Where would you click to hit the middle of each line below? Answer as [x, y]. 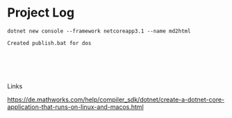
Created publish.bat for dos [49, 43]
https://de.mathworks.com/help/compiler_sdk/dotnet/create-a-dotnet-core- [116, 99]
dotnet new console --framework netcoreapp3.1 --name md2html [99, 31]
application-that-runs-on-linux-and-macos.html [75, 107]
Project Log [41, 13]
